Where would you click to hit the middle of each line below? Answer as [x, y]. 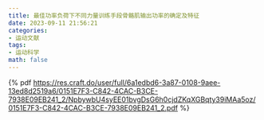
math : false [28, 60]
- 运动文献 [24, 38]
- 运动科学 [24, 52]
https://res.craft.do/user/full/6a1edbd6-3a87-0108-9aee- [127, 82]
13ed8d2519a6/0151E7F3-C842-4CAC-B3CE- [83, 91]
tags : [17, 45]
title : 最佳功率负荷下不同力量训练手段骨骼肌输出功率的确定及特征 [104, 15]
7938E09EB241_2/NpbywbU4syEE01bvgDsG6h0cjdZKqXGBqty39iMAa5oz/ [132, 99]
